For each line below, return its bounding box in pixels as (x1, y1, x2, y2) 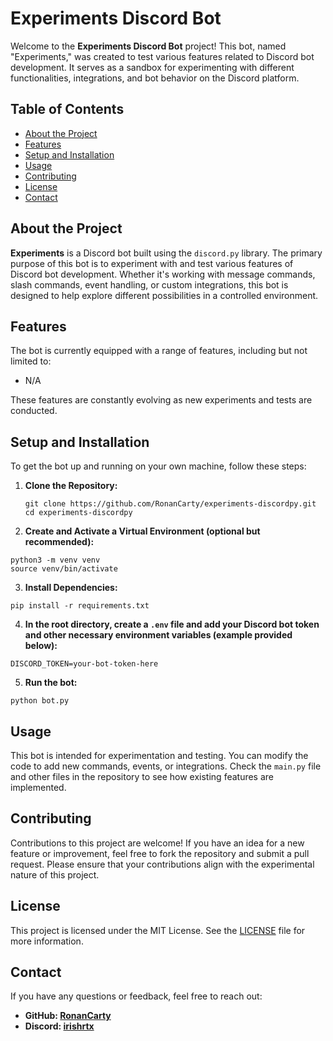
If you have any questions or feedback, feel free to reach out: (10, 990, 263, 1002)
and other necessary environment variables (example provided (24, 629, 293, 641)
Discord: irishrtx (24, 1020, 95, 1032)
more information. (10, 935, 84, 947)
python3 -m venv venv (10, 555, 101, 566)
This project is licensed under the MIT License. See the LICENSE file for (10, 924, 306, 936)
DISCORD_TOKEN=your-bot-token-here (10, 659, 159, 669)
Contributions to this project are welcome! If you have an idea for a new (10, 837, 305, 849)
